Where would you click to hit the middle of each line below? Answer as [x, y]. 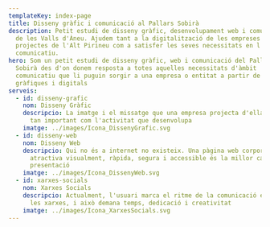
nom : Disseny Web [52, 143]
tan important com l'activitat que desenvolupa [111, 121]
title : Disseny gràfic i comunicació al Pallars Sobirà [104, 23]
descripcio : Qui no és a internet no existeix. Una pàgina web [131, 151]
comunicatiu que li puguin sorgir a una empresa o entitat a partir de [138, 76]
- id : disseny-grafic [52, 98]
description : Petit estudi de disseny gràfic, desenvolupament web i [127, 31]
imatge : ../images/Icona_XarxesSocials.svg [97, 210]
